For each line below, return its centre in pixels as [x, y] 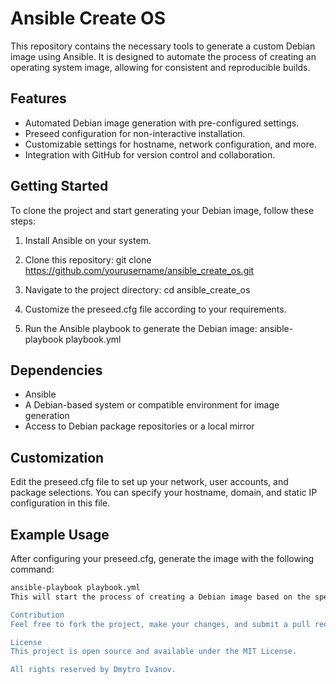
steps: [23, 221]
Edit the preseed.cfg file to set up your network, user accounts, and [149, 482]
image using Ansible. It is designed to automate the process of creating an [163, 56]
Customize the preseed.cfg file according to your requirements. [155, 309]
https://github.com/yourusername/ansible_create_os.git [139, 270]
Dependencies [56, 370]
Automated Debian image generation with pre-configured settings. [162, 123]
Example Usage [60, 534]
